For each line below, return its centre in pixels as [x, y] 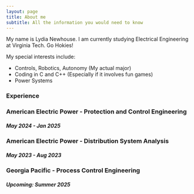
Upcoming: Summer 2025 [38, 184]
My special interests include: [41, 57]
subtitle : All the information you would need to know [75, 22]
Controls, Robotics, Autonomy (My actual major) [73, 68]
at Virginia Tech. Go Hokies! [40, 45]
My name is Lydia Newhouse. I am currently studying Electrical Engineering [97, 39]
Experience [23, 96]
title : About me [26, 17]
